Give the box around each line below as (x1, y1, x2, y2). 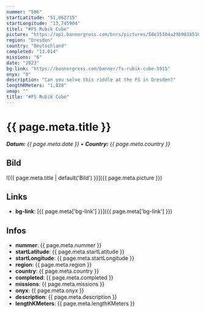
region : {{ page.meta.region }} (15, 261, 92, 269)
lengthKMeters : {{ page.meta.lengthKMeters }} (15, 300, 135, 308)
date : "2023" (6, 60, 40, 66)
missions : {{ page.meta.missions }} (15, 281, 105, 288)
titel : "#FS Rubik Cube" (6, 26, 70, 32)
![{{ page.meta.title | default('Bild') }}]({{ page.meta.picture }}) (6, 174, 163, 181)
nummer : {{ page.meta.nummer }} (15, 242, 102, 249)
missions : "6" (6, 54, 43, 60)
